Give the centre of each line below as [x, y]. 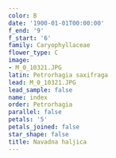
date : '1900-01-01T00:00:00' [56, 23]
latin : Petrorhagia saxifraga [58, 75]
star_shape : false [39, 134]
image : [19, 61]
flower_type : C [33, 53]
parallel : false [35, 113]
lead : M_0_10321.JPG [43, 82]
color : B [23, 16]
